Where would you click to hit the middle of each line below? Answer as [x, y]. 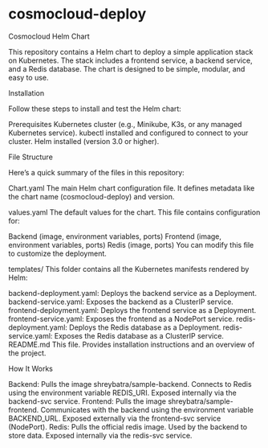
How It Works [31, 368]
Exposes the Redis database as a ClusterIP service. [139, 335]
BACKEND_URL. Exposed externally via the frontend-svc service [115, 418]
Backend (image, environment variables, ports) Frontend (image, [115, 236]
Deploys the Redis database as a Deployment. [145, 327]
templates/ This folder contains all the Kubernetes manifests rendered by [129, 269]
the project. [27, 353]
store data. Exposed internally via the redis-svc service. [100, 435]
